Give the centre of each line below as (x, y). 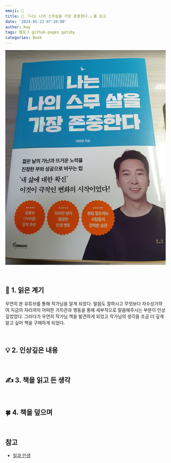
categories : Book (24, 38)
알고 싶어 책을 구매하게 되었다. (35, 323)
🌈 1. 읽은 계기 (25, 290)
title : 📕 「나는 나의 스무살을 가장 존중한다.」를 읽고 (56, 16)
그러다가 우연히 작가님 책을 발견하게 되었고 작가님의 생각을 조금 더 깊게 (94, 316)
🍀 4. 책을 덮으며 (29, 412)
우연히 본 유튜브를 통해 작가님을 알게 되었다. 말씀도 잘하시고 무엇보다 (73, 303)
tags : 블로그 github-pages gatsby (40, 32)
